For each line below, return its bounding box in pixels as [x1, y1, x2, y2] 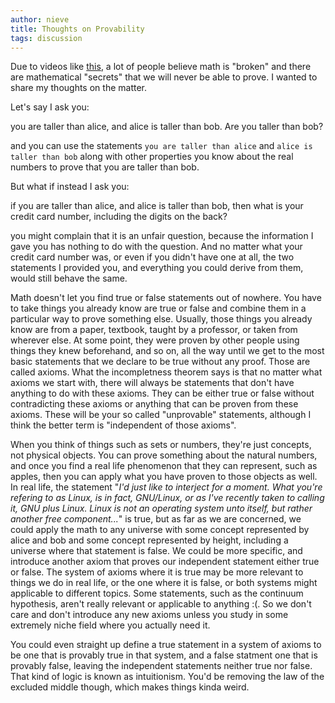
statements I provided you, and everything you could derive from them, [10, 262, 304, 274]
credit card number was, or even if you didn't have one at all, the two [10, 251, 295, 263]
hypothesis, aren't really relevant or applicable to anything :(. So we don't [10, 598, 312, 610]
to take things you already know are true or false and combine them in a [10, 302, 307, 315]
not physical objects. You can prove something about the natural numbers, [10, 449, 318, 461]
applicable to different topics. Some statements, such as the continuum [10, 587, 304, 600]
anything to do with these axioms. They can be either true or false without [10, 387, 315, 400]
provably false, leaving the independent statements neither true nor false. [10, 660, 313, 672]
